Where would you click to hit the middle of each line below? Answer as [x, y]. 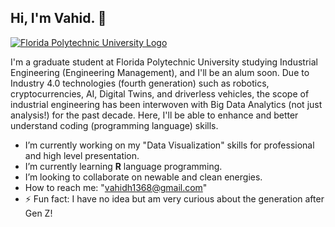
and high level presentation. [82, 155]
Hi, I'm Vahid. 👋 [58, 18]
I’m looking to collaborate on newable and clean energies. [143, 177]
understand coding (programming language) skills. [114, 125]
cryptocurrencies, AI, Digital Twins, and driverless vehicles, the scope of [160, 93]
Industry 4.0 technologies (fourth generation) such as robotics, [140, 83]
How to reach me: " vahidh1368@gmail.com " [116, 187]
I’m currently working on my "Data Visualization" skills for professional [169, 145]
